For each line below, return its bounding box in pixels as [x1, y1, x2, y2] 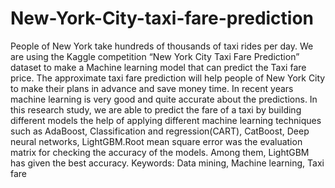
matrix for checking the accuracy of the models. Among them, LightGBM [10, 146, 310, 158]
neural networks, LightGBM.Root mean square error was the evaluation [10, 135, 303, 147]
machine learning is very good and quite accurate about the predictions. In [10, 93, 318, 105]
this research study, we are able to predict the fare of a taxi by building [10, 103, 302, 116]
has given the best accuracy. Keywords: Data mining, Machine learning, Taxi [10, 157, 325, 169]
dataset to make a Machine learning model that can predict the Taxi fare [10, 61, 307, 73]
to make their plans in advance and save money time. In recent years [10, 82, 294, 94]
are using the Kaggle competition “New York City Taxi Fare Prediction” [10, 50, 300, 62]
